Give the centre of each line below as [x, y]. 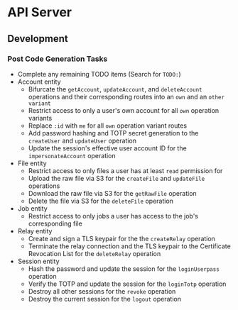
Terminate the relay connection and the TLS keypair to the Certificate [129, 246]
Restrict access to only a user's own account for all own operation [124, 110]
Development [38, 39]
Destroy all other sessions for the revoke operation [102, 291]
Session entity [38, 261]
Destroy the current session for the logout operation [104, 299]
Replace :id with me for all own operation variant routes [107, 126]
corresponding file [55, 223]
